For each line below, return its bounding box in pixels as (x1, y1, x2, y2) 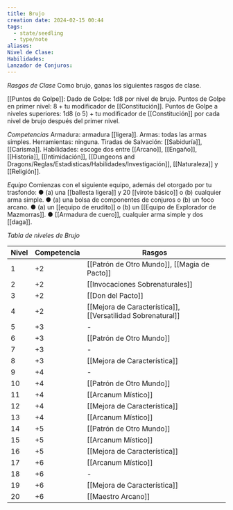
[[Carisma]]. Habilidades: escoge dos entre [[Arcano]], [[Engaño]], (7, 145, 198, 153)
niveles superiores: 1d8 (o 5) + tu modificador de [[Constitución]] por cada (7, 109, 221, 118)
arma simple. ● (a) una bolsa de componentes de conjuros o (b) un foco (7, 196, 214, 204)
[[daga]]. (7, 217, 33, 226)
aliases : (7, 42, 33, 49)
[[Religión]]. (7, 167, 41, 175)
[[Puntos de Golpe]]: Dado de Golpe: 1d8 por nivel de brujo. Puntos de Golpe (7, 95, 226, 103)
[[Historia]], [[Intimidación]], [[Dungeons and (7, 152, 135, 161)
